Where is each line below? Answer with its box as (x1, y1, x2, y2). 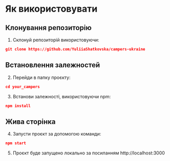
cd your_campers (5, 84, 40, 89)
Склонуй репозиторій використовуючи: (12, 37, 99, 43)
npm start (5, 141, 27, 146)
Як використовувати (5, 3, 98, 15)
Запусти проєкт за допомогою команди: (12, 131, 101, 137)
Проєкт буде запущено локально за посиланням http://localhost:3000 (12, 150, 165, 156)
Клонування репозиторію (5, 23, 92, 32)
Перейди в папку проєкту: (12, 74, 71, 81)
